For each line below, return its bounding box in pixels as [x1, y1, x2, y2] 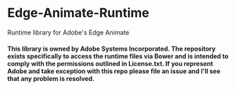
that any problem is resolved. [7, 74, 95, 82]
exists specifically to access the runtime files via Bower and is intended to [7, 51, 229, 60]
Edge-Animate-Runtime [7, 5, 149, 21]
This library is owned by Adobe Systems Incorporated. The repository [7, 44, 216, 53]
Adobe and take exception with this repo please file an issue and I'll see [7, 67, 221, 75]
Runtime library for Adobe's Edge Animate [7, 28, 130, 37]
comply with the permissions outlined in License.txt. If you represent [7, 59, 213, 67]
